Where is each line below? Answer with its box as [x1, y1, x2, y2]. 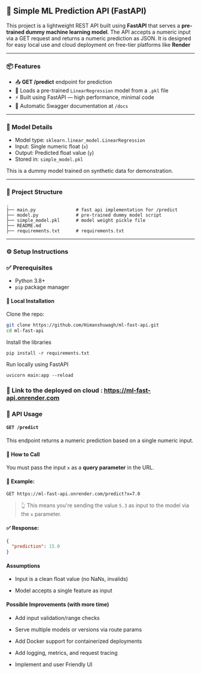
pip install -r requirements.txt [6, 350, 90, 356]
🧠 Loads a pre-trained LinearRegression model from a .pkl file [14, 87, 169, 94]
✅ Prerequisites [6, 263, 53, 272]
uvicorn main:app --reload [6, 372, 74, 378]
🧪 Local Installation [6, 297, 55, 304]
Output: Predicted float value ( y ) [14, 149, 95, 157]
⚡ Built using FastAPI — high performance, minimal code [14, 94, 154, 101]
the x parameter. [20, 511, 62, 518]
